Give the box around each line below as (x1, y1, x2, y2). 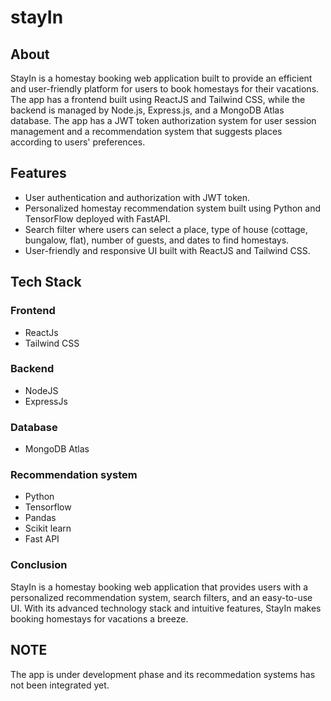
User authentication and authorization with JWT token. (24, 191, 251, 203)
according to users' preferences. (10, 136, 146, 148)
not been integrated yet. (10, 679, 110, 691)
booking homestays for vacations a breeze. (10, 612, 189, 625)
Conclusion (10, 558, 68, 572)
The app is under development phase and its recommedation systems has (10, 668, 316, 680)
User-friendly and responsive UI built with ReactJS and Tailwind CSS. (24, 244, 311, 256)
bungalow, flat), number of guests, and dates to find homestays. (24, 234, 290, 246)
